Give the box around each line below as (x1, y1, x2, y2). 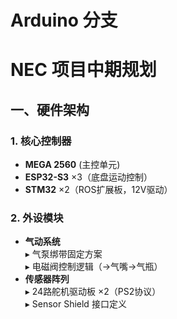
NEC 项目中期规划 (10, 59, 157, 81)
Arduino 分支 (10, 9, 118, 32)
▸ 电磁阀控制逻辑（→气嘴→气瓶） (24, 261, 163, 273)
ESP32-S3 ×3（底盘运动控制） (24, 171, 153, 183)
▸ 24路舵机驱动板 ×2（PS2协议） (24, 286, 162, 298)
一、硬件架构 (10, 101, 90, 118)
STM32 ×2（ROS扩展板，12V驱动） (24, 184, 173, 196)
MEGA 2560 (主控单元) (24, 159, 121, 171)
